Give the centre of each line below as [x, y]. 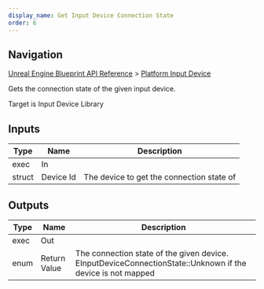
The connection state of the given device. [152, 253]
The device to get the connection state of [160, 177]
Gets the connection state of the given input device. [92, 89]
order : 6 [22, 23]
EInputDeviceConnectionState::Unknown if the [161, 263]
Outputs [29, 205]
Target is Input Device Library [56, 104]
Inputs [24, 129]
